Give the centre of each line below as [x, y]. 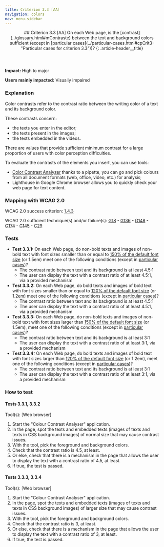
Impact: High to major [27, 71]
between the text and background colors [113, 38]
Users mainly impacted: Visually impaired [48, 80]
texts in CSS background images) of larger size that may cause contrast [84, 508]
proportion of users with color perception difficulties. [58, 153]
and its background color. [31, 109]
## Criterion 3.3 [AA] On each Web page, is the [72, 33]
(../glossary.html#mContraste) [41, 38]
